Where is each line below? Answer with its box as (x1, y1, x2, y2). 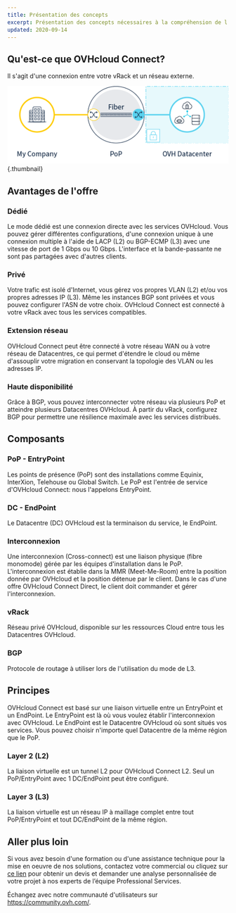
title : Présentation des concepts (7, 11, 109, 18)
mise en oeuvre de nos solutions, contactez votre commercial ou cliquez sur (7, 862, 228, 870)
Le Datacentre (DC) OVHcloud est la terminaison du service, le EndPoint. (7, 518, 218, 527)
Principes (7, 685, 51, 697)
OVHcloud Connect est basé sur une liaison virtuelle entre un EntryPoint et (7, 703, 223, 712)
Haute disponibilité (7, 382, 74, 391)
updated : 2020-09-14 (7, 26, 68, 33)
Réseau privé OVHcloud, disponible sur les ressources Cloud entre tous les (7, 623, 225, 631)
